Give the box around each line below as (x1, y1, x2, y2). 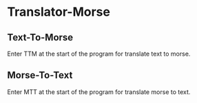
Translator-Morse (7, 4, 110, 20)
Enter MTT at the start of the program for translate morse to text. (7, 87, 191, 96)
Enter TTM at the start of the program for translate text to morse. (7, 49, 191, 58)
